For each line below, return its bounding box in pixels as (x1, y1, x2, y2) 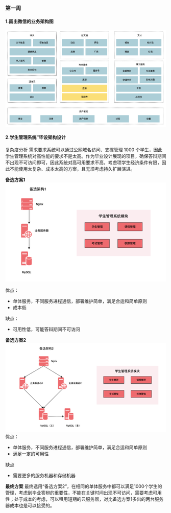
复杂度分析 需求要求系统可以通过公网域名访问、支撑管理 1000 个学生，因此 (5, 147, 163, 153)
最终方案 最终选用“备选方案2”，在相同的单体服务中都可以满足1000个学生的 (5, 483, 162, 489)
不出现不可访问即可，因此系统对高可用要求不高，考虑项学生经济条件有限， (5, 159, 162, 166)
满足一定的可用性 (12, 451, 49, 457)
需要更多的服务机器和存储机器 (12, 473, 76, 479)
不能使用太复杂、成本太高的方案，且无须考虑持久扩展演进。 (9, 166, 135, 172)
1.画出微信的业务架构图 (5, 18, 54, 24)
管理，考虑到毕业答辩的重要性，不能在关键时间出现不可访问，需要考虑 (5, 489, 153, 496)
